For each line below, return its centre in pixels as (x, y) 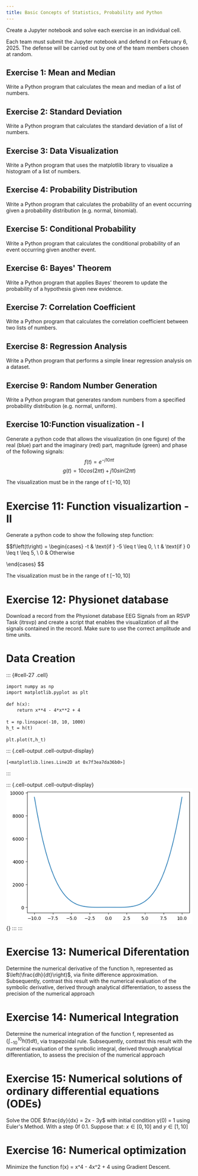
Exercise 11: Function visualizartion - (98, 506)
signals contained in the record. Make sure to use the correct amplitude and (98, 629)
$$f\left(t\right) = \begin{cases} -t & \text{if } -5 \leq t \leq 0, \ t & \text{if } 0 (98, 546)
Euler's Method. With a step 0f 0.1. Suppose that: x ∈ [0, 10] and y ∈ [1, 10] (97, 1127)
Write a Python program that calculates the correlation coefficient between (97, 322)
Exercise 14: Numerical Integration (92, 1017)
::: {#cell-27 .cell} (27, 675)
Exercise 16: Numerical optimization (96, 1151)
